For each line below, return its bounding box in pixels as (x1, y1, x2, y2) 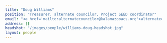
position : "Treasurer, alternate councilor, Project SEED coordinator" (5, 12, 157, 17)
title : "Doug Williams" (5, 7, 55, 12)
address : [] (5, 21, 30, 26)
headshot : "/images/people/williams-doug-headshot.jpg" (5, 26, 123, 31)
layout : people (5, 30, 37, 35)
